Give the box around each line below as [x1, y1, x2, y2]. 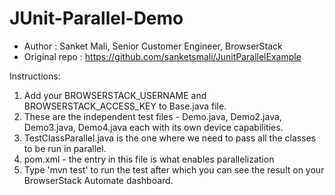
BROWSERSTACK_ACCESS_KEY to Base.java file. [23, 100, 227, 112]
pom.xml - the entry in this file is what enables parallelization [23, 153, 275, 165]
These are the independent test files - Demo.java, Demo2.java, [23, 110, 282, 122]
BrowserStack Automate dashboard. [23, 174, 174, 186]
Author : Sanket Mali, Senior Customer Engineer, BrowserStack [23, 40, 283, 52]
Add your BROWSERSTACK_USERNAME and [23, 89, 207, 101]
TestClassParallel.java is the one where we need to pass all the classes [23, 132, 317, 144]
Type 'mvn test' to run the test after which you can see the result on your [23, 163, 325, 176]
